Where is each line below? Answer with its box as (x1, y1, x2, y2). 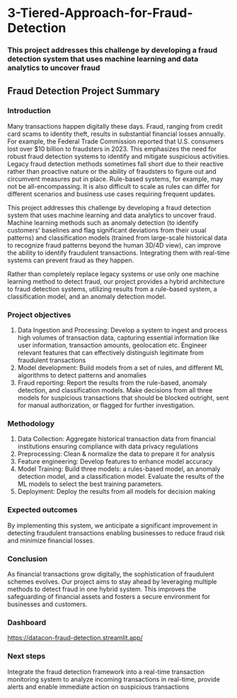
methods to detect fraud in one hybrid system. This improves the (7, 585, 197, 593)
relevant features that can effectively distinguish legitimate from (17, 349, 204, 357)
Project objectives (7, 310, 71, 320)
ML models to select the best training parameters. (17, 479, 163, 489)
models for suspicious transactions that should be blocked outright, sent (17, 394, 229, 402)
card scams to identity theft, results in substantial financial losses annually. (7, 129, 226, 138)
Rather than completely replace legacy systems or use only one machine (7, 269, 219, 278)
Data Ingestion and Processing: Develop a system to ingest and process (17, 326, 228, 335)
